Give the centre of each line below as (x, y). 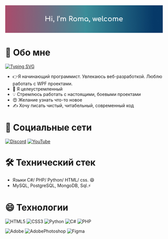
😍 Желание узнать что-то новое (47, 100)
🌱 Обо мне (28, 53)
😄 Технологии (37, 208)
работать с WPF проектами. (42, 84)
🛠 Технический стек (50, 163)
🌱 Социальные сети (48, 128)
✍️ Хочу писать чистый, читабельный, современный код (73, 105)
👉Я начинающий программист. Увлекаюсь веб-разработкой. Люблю (87, 76)
